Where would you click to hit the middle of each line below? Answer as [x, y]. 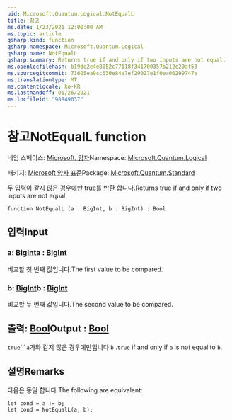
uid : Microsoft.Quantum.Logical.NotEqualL [71, 14]
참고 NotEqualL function [77, 137]
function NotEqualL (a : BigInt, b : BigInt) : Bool [87, 209]
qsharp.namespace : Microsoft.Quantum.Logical [75, 47]
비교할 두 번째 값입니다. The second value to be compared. [90, 304]
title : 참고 [24, 21]
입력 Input [28, 232]
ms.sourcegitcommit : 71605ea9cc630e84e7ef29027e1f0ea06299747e [103, 73]
